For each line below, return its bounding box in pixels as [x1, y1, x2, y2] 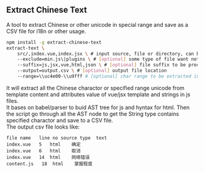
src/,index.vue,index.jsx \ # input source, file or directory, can [17, 51, 194, 57]
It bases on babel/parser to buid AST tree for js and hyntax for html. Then [6, 104, 190, 111]
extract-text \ [6, 45, 45, 51]
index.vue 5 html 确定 [6, 141, 81, 147]
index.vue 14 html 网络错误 [6, 154, 90, 160]
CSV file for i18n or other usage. [6, 27, 86, 35]
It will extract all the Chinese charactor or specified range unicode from [6, 84, 185, 91]
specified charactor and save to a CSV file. [6, 116, 114, 124]
